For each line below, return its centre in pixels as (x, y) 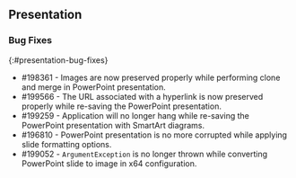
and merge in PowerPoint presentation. (94, 87)
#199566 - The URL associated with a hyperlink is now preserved (142, 96)
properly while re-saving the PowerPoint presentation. (121, 106)
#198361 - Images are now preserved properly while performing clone (151, 77)
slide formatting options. (66, 144)
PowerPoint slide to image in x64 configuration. (109, 163)
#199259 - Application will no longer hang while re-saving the (135, 115)
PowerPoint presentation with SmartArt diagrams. (113, 125)
